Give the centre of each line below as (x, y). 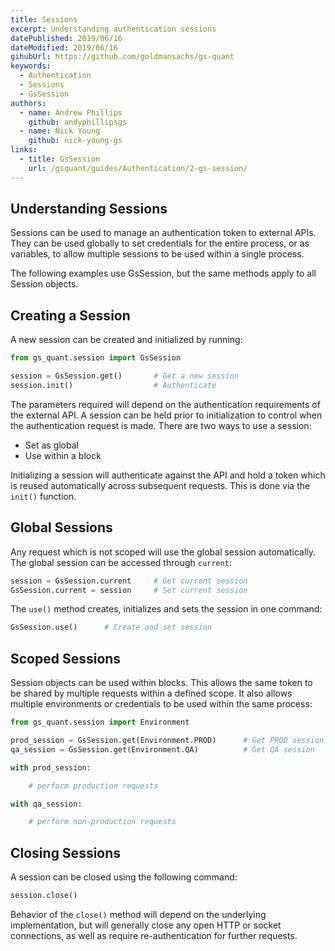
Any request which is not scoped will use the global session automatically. (163, 552)
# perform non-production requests (102, 822)
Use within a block (63, 455)
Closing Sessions (66, 852)
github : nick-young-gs (75, 141)
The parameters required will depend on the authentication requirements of (165, 404)
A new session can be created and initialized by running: (126, 340)
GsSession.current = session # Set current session (129, 590)
